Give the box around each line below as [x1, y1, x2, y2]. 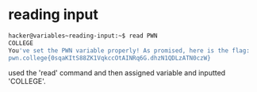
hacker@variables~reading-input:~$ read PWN [8, 32, 158, 40]
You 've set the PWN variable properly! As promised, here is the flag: [8, 46, 250, 55]
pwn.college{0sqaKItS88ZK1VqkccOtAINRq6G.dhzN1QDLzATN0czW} [8, 54, 212, 62]
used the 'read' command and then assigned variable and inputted [8, 68, 226, 78]
